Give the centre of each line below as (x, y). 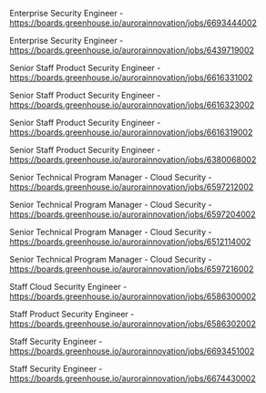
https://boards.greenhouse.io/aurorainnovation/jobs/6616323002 (132, 105)
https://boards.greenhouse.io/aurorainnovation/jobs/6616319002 (131, 132)
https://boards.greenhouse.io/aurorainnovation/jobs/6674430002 (133, 378)
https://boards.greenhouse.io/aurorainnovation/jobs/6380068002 (133, 160)
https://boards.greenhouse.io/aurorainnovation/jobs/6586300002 (133, 296)
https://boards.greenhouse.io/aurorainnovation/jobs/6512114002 (130, 242)
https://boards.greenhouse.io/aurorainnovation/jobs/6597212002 (132, 187)
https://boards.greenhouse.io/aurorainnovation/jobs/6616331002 (131, 78)
